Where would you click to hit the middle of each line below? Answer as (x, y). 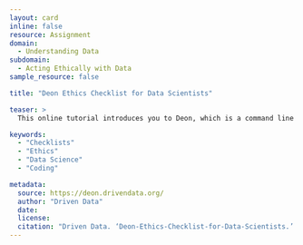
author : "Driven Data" (60, 201)
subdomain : (30, 60)
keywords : (28, 134)
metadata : (28, 184)
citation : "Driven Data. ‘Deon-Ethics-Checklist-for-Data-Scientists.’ (156, 227)
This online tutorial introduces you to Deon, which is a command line (156, 118)
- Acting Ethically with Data (74, 69)
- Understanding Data (59, 52)
